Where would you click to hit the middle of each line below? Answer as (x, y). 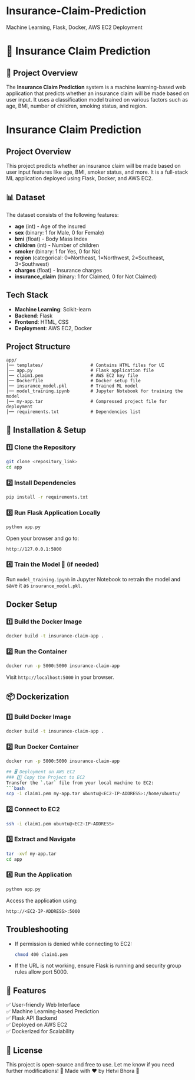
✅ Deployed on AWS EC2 (37, 1025)
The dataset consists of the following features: (62, 214)
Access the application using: (42, 900)
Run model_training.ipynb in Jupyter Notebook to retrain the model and (93, 580)
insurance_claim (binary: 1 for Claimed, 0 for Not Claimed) (86, 276)
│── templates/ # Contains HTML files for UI (85, 365)
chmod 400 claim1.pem (41, 954)
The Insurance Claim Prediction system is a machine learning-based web (96, 87)
